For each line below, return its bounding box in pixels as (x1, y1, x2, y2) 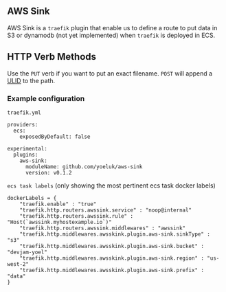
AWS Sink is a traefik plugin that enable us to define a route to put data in (7, 23, 218, 32)
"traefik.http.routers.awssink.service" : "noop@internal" (19, 206, 192, 214)
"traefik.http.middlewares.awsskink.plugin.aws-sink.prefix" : (19, 267, 205, 273)
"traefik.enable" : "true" (19, 201, 97, 207)
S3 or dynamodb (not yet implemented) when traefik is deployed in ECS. (7, 31, 216, 39)
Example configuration (7, 93, 85, 103)
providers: (7, 121, 38, 128)
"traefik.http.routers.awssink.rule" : (19, 212, 134, 219)
